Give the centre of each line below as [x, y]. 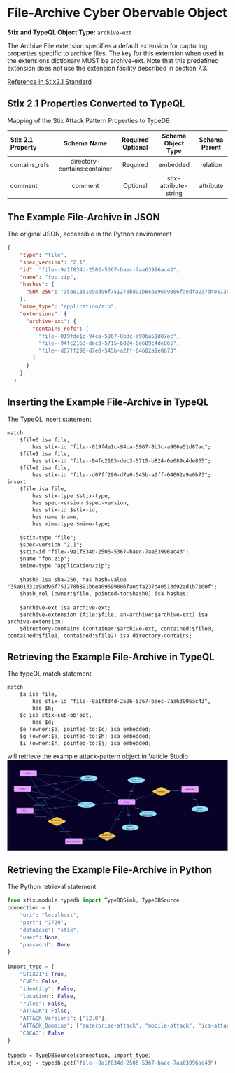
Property [23, 147]
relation [211, 165]
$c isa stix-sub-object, [56, 716]
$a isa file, [39, 695]
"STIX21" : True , [44, 974]
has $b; [43, 709]
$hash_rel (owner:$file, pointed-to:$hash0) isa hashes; [105, 594]
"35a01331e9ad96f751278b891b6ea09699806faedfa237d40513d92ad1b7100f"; [112, 587]
